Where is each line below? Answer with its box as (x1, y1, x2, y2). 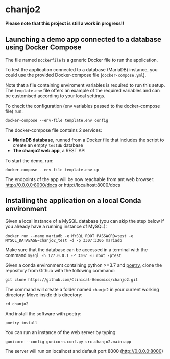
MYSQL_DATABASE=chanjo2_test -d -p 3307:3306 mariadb (5, 238, 123, 243)
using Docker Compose (5, 43, 82, 52)
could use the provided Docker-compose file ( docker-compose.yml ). (5, 72, 147, 78)
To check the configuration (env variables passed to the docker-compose (5, 102, 160, 109)
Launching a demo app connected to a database (5, 35, 162, 44)
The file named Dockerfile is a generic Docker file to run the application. (5, 57, 158, 63)
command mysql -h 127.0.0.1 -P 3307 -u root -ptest (5, 252, 122, 258)
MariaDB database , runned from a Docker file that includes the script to (12, 137, 164, 143)
